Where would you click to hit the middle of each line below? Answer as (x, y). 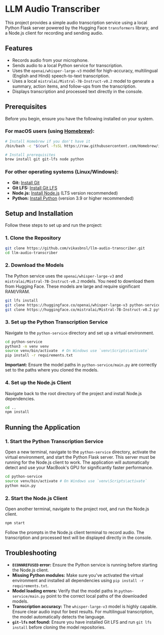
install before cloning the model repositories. (59, 627)
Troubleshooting (31, 553)
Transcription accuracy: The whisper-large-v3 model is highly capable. (85, 606)
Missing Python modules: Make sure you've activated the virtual (78, 575)
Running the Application (43, 427)
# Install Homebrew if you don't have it (48, 141)
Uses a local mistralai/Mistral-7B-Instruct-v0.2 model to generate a (83, 81)
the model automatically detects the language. (59, 617)
